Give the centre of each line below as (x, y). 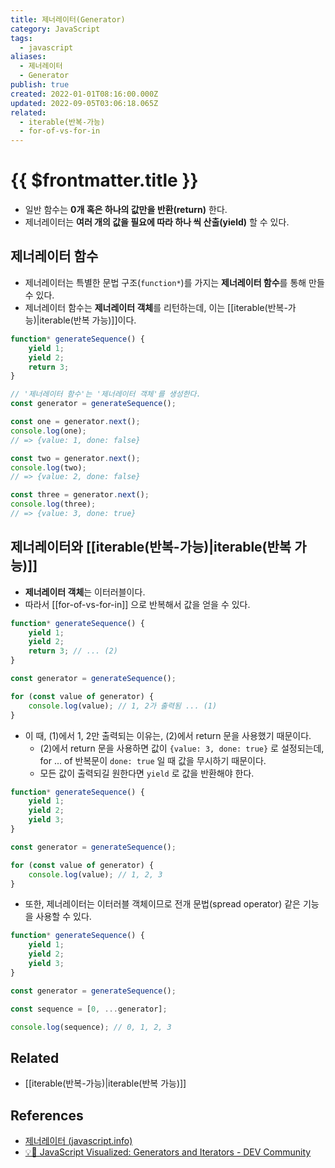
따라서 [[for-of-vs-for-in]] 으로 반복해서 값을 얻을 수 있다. (137, 604)
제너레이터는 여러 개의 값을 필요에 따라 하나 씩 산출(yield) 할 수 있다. (157, 222)
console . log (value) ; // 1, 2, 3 (95, 874)
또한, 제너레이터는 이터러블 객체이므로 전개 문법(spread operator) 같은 (162, 904)
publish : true (40, 85)
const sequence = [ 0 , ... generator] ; (89, 1009)
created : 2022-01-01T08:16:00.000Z (84, 94)
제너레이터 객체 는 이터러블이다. (85, 592)
